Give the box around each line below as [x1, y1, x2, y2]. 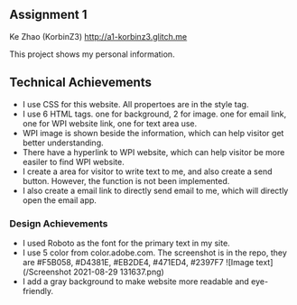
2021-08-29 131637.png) [73, 266, 164, 277]
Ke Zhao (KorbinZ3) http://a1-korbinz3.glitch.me [9, 31, 188, 42]
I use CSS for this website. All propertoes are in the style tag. [22, 98, 249, 109]
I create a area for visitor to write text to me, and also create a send [22, 166, 273, 177]
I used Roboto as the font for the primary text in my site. [22, 237, 230, 248]
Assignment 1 [9, 7, 88, 23]
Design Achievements [9, 217, 108, 229]
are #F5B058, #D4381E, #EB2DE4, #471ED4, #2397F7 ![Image [22, 256, 255, 267]
